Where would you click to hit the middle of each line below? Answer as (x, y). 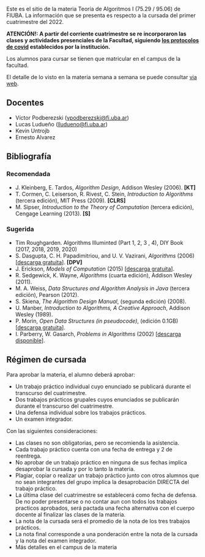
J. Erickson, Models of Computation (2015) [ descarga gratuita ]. (95, 269)
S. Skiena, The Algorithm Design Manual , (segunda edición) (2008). (101, 301)
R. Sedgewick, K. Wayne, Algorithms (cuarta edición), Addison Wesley (104, 275)
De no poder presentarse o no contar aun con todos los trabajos (96, 501)
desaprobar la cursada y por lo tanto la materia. (75, 469)
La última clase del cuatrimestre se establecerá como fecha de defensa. (106, 495)
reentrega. (28, 456)
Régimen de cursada (47, 360)
